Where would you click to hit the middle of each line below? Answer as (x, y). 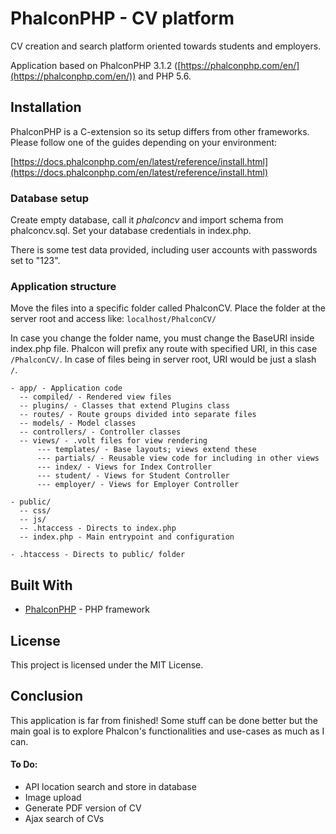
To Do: (24, 764)
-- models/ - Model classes (78, 423)
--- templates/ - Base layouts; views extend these (146, 450)
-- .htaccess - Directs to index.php (98, 528)
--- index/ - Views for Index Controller (124, 467)
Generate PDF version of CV (83, 808)
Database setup (50, 198)
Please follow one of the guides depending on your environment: (144, 142)
